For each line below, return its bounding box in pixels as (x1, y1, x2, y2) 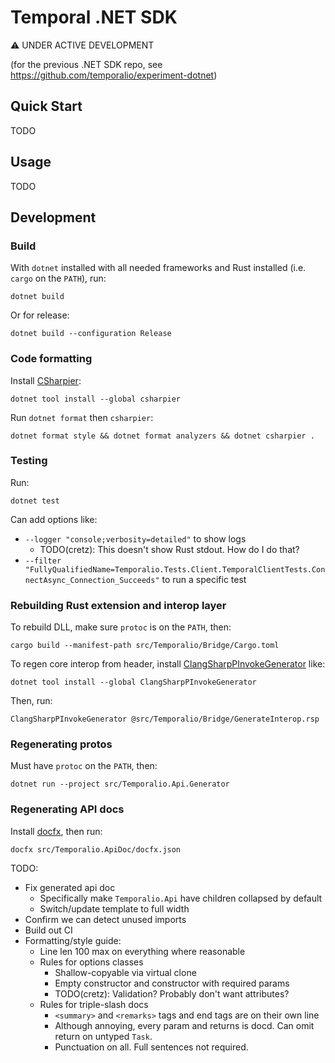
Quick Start (10, 98, 83, 115)
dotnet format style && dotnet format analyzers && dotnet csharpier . (10, 431, 315, 441)
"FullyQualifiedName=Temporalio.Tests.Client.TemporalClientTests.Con (24, 564, 326, 575)
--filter (24, 556, 62, 566)
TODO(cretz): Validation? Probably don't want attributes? (54, 987, 290, 1000)
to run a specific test (161, 573, 247, 585)
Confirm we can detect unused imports (24, 913, 187, 925)
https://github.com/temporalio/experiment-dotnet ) (10, 69, 218, 81)
